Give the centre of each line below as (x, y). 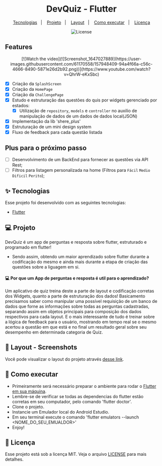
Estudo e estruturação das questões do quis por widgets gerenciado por (85, 100)
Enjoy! (18, 427)
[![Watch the (34, 59)
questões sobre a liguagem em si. (46, 267)
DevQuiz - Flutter (81, 9)
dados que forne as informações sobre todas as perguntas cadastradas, (77, 306)
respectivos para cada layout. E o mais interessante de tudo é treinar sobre (80, 317)
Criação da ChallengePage (38, 94)
